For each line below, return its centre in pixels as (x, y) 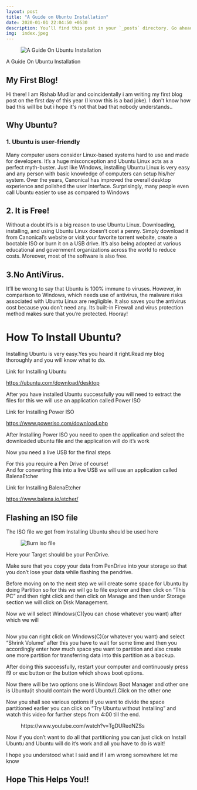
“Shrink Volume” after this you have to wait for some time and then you (92, 643)
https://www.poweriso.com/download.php (57, 424)
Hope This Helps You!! (47, 780)
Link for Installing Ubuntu (36, 372)
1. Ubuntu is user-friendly (43, 142)
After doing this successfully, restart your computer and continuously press (97, 666)
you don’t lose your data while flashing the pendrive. (69, 572)
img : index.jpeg (27, 34)
